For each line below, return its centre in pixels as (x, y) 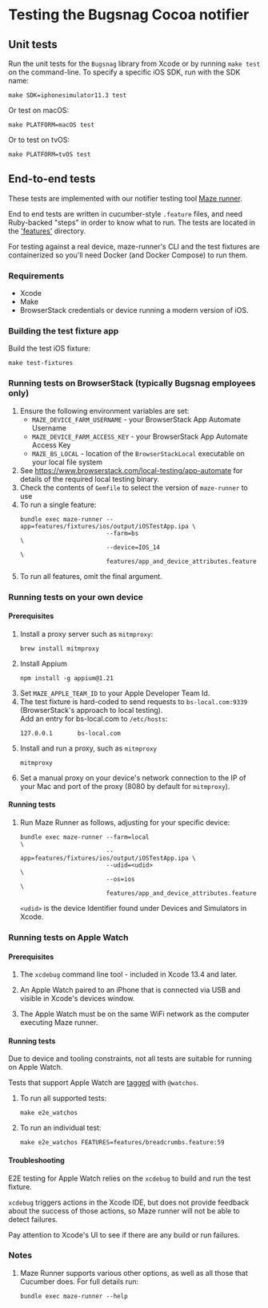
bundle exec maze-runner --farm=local (84, 837)
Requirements (36, 276)
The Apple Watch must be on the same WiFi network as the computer (134, 1014)
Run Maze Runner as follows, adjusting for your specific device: (125, 823)
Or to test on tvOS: (39, 140)
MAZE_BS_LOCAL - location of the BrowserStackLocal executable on (138, 453)
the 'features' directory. (47, 231)
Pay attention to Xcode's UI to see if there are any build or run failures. (124, 1235)
